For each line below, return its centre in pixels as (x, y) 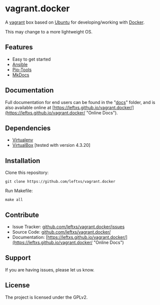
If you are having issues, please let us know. (50, 270)
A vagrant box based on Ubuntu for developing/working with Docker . (75, 22)
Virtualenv (23, 140)
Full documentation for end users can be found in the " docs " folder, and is (80, 102)
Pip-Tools (22, 69)
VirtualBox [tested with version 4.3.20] (51, 145)
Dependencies (28, 128)
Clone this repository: (27, 172)
